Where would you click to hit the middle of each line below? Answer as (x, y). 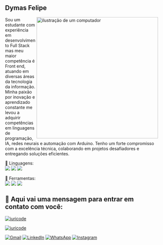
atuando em (17, 71)
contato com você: (34, 207)
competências (19, 123)
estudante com (20, 25)
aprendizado (18, 102)
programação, (19, 138)
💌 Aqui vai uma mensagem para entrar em (70, 199)
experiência (17, 30)
